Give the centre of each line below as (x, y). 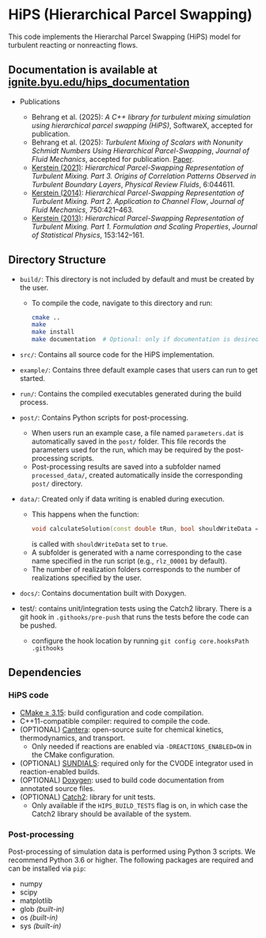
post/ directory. (57, 484)
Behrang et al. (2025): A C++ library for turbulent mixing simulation (141, 117)
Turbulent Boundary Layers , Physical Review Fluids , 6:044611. (133, 184)
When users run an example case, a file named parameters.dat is (137, 433)
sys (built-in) (40, 925)
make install (53, 332)
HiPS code (28, 695)
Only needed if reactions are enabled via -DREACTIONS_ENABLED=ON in (141, 746)
